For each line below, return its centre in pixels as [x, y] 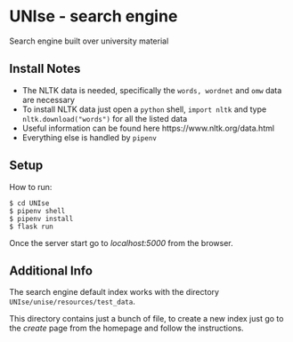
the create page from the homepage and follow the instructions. [126, 328]
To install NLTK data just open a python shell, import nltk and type [144, 109]
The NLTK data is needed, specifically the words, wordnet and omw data [152, 90]
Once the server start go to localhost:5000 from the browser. [121, 243]
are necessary [49, 99]
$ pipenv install [41, 219]
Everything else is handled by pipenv [90, 137]
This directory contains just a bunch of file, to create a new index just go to [146, 319]
